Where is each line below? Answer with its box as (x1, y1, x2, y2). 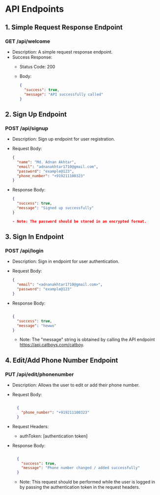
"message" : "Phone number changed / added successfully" (21, 465, 140, 470)
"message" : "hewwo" (17, 323, 57, 328)
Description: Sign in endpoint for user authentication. (12, 258, 119, 264)
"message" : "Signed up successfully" (17, 206, 94, 211)
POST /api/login (5, 247, 44, 254)
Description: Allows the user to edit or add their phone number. (12, 382, 140, 388)
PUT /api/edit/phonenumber (5, 371, 74, 377)
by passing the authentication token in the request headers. (19, 484, 140, 490)
